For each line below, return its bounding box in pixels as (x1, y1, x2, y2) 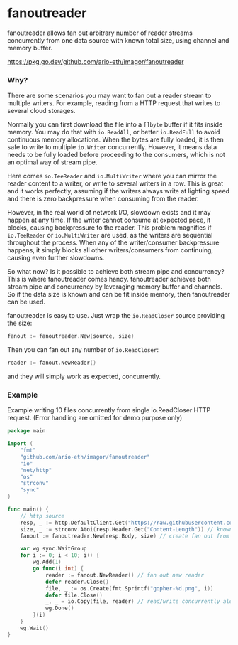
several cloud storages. (7, 107, 76, 115)
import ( (7, 440, 33, 447)
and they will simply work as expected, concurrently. (7, 372, 161, 380)
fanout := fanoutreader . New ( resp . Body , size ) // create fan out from (20, 532, 230, 540)
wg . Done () (45, 604, 74, 612)
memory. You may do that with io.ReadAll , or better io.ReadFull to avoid (7, 128, 220, 137)
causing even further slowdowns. (7, 254, 105, 262)
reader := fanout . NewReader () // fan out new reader (45, 571, 204, 579)
